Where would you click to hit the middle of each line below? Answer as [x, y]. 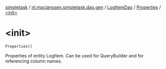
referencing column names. [34, 61]
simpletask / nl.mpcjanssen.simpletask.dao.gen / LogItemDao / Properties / [83, 7]
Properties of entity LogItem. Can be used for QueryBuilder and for [74, 55]
